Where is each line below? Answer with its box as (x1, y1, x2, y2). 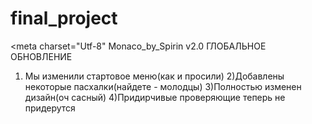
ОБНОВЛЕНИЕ (10, 50, 73, 62)
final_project (10, 7, 118, 30)
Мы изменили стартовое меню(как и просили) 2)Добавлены (24, 70, 285, 82)
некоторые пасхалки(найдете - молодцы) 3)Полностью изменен (24, 80, 302, 92)
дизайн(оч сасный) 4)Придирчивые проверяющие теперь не (24, 91, 286, 103)
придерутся (24, 102, 76, 114)
